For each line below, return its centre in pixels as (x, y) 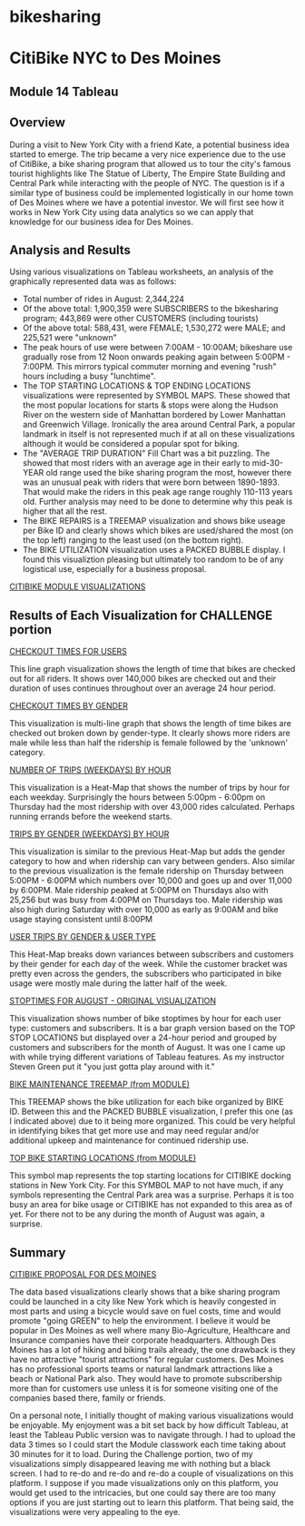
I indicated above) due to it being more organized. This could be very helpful (152, 1121)
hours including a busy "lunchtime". (89, 376)
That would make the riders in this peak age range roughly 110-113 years (157, 492)
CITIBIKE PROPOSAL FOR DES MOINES (83, 1275)
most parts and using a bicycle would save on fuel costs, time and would (145, 1311)
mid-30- (268, 463)
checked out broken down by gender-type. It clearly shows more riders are (150, 733)
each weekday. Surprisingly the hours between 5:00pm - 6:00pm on (138, 797)
